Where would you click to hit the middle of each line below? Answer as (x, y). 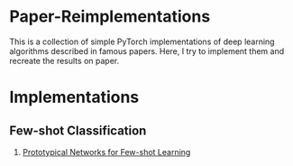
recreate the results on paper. (64, 60)
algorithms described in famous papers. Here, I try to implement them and (147, 51)
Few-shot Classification (78, 130)
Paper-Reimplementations (110, 17)
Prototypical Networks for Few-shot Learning (106, 152)
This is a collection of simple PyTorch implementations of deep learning (142, 41)
